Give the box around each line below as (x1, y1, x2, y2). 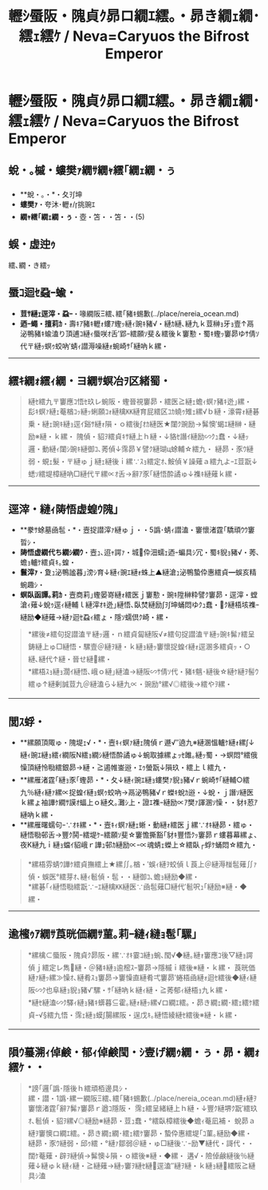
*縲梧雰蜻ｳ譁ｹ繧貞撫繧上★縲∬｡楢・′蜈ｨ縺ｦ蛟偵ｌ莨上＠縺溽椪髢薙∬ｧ (27, 859, 258, 869)
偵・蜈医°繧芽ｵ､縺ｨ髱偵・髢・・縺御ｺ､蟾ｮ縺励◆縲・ (27, 872, 199, 882)
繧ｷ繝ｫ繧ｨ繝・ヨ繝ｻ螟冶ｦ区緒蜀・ (8, 375, 171, 388)
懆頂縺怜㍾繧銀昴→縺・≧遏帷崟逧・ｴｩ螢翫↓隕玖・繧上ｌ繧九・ (19, 763, 229, 772)
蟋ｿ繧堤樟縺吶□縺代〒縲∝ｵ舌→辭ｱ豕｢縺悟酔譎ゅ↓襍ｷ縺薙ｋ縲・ (27, 469, 239, 479)
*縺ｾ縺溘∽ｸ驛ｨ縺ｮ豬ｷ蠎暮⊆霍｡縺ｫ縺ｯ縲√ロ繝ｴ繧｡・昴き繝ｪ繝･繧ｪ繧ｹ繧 (27, 998, 260, 1007)
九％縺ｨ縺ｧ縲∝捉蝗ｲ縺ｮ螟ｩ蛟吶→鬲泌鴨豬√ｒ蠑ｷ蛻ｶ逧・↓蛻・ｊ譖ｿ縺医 (19, 787, 254, 797)
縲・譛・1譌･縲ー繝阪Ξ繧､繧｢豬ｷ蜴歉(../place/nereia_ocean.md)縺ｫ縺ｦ (27, 1093, 257, 1103)
